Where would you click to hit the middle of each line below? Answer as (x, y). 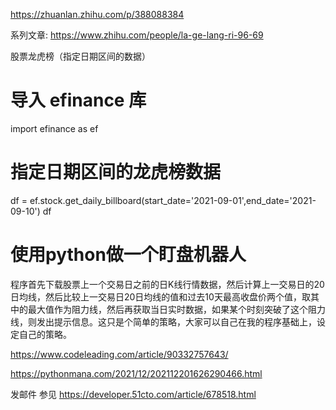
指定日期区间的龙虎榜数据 (116, 172)
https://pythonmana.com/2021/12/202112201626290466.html (136, 373)
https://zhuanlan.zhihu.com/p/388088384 (97, 14)
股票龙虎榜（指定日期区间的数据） (80, 56)
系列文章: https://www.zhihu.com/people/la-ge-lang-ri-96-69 (137, 35)
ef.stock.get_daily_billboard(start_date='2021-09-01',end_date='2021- (173, 200)
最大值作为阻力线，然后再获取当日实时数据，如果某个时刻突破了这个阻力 (176, 309)
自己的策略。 (45, 334)
